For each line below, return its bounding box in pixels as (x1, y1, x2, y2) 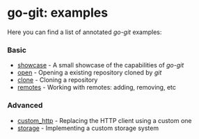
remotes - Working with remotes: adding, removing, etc (17, 83, 176, 92)
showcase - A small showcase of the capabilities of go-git (17, 61, 184, 69)
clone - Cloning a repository (17, 76, 98, 84)
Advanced (7, 101, 43, 111)
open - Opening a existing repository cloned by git (17, 68, 162, 77)
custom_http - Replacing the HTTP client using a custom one (17, 116, 192, 124)
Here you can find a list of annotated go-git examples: (7, 28, 162, 36)
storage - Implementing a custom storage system (17, 124, 159, 132)
